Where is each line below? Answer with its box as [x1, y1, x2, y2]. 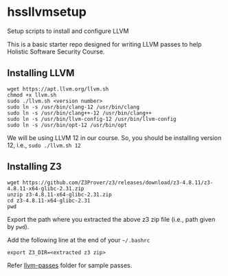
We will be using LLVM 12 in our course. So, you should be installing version [7, 133, 222, 141]
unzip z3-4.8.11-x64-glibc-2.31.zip [7, 191, 112, 198]
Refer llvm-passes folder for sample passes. [7, 261, 133, 269]
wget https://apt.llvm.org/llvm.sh [7, 85, 109, 93]
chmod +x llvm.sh [7, 91, 57, 98]
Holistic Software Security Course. [7, 47, 105, 56]
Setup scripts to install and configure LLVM [7, 27, 129, 35]
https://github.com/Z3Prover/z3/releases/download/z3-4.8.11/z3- [22, 179, 214, 186]
